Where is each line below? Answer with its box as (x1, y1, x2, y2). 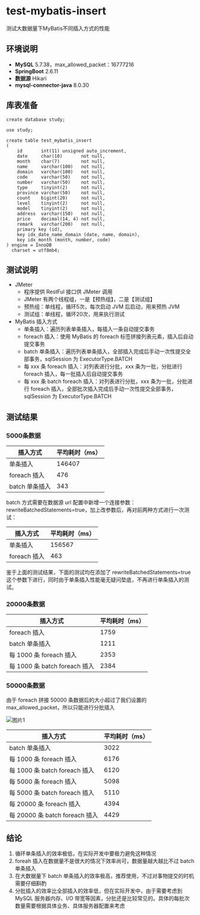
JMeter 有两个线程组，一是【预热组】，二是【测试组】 (23, 296, 156, 303)
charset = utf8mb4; (11, 247, 60, 253)
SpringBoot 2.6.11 (14, 68, 59, 75)
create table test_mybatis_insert (6, 137, 93, 143)
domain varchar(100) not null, (17, 169, 106, 175)
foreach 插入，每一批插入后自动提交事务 (23, 371, 124, 378)
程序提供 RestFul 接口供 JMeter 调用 (23, 288, 113, 295)
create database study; (6, 117, 66, 123)
